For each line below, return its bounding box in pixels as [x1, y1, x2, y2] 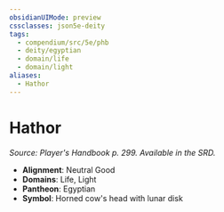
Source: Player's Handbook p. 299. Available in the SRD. [9, 147, 216, 158]
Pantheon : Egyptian [21, 183, 96, 194]
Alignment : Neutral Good [21, 164, 116, 175]
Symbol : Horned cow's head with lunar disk [21, 192, 184, 203]
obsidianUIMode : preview [9, 12, 101, 22]
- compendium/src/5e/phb [17, 37, 109, 47]
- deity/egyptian [17, 46, 82, 55]
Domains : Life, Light [21, 174, 97, 184]
